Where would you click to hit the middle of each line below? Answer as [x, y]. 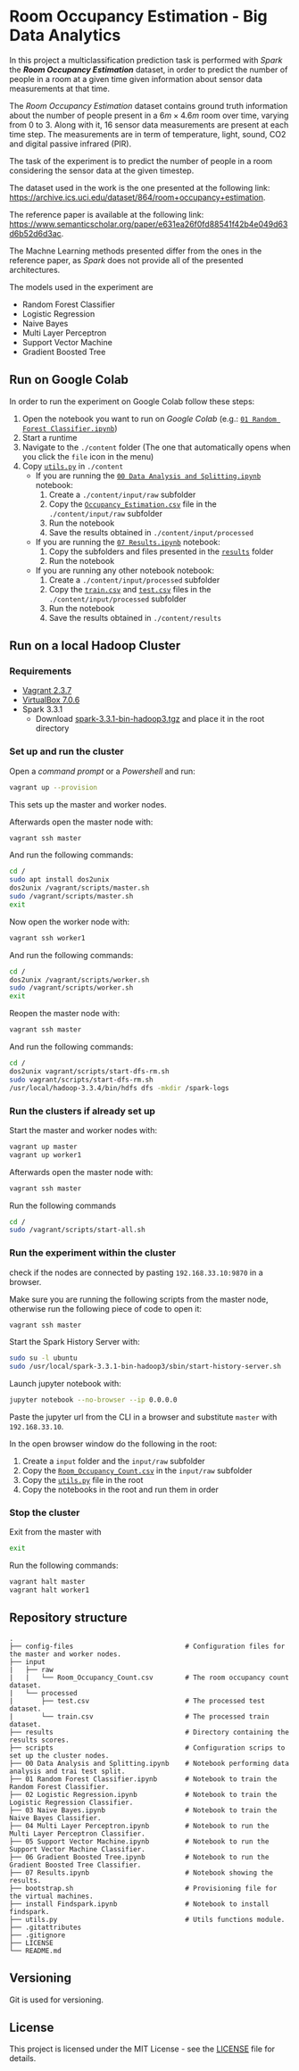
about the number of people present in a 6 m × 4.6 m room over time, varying [149, 115]
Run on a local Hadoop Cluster [95, 646]
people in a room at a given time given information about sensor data [136, 79]
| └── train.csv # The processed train [139, 1716]
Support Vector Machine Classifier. [77, 1849]
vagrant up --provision [54, 787]
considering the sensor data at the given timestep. [102, 170]
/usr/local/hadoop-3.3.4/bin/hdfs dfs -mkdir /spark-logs [119, 1088]
